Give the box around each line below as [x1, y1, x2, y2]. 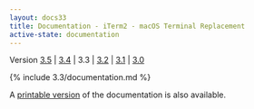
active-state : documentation [9, 30, 120, 39]
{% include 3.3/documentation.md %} [9, 72, 151, 83]
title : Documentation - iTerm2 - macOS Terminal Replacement [9, 22, 246, 31]
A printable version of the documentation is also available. [9, 89, 227, 100]
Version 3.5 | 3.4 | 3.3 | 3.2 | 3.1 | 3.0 [9, 55, 145, 66]
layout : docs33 [9, 13, 67, 23]
